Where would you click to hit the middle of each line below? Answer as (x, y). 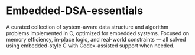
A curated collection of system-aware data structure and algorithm (87, 27)
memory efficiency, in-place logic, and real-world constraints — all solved (96, 39)
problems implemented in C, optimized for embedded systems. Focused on (98, 33)
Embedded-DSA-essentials (75, 11)
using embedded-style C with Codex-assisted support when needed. (90, 46)
